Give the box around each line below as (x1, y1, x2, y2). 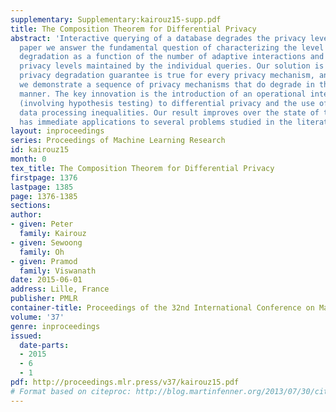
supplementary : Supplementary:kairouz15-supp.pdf (10, 14, 222, 25)
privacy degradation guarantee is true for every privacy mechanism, (19, 71, 315, 81)
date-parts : (19, 340, 70, 350)
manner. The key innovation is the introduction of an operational (19, 89, 307, 99)
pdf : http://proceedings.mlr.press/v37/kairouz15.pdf (10, 377, 240, 387)
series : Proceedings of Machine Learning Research (10, 136, 226, 146)
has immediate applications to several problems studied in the (19, 117, 293, 127)
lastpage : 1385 (10, 182, 74, 192)
